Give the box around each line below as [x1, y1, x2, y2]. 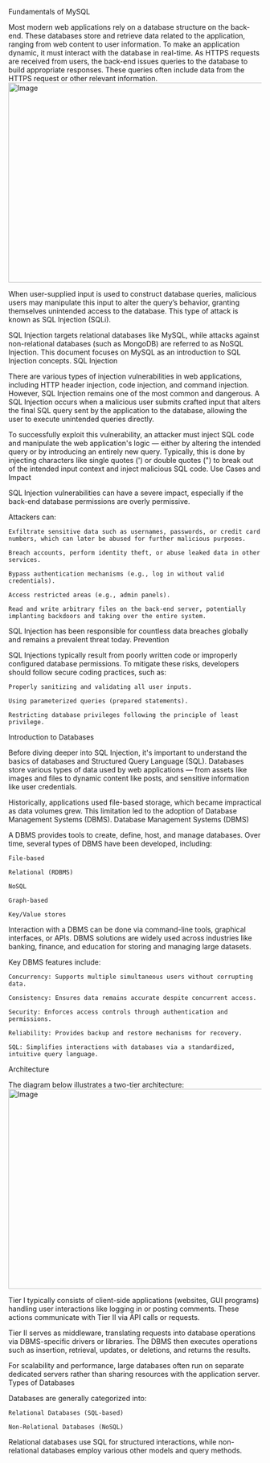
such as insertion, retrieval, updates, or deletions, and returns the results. [8, 1346, 252, 1354]
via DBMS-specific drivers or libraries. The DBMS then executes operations [8, 1337, 258, 1346]
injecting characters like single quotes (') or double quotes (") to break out [8, 456, 254, 465]
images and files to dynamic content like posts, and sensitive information [8, 773, 250, 783]
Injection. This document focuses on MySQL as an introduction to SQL [8, 347, 241, 357]
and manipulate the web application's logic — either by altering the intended [8, 438, 261, 448]
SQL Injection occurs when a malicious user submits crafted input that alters [8, 397, 261, 407]
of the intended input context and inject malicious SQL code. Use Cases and [8, 464, 261, 473]
